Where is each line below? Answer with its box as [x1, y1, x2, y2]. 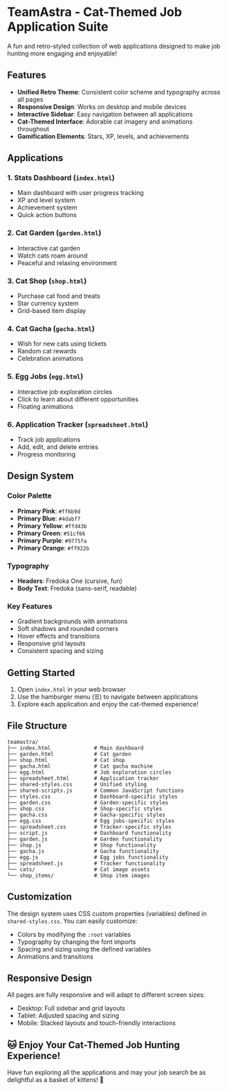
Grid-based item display [17, 307, 87, 315]
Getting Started [7, 667, 75, 679]
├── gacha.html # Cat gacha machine [7, 763, 154, 770]
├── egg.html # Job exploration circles [7, 768, 172, 776]
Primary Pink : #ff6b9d [17, 507, 81, 515]
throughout [17, 124, 50, 133]
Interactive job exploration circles [17, 387, 113, 396]
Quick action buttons [17, 211, 78, 219]
